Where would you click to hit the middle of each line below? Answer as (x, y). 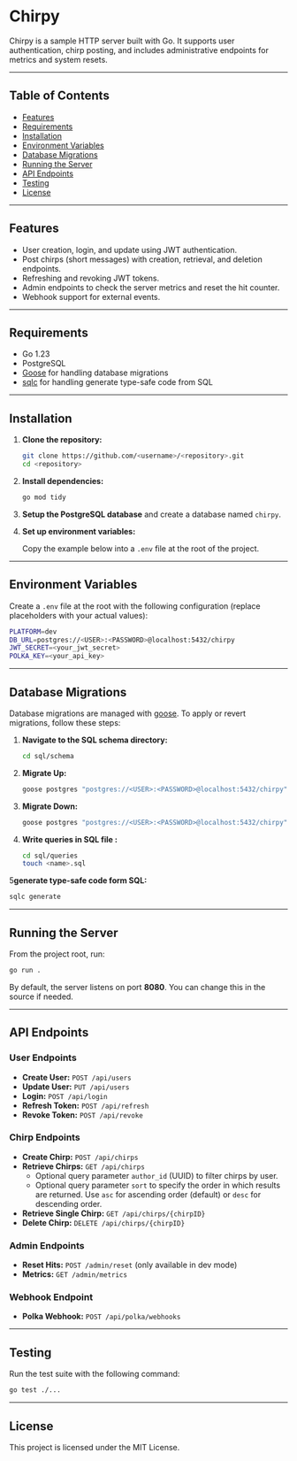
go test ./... (35, 1390)
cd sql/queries (50, 856)
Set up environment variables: (79, 531)
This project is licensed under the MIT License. (95, 1447)
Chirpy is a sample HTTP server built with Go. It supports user (122, 41)
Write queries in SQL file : (69, 839)
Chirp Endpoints (45, 1137)
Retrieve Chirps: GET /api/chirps (84, 1166)
